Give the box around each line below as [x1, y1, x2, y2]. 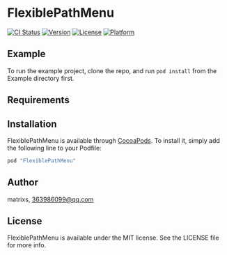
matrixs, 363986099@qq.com [7, 195, 94, 203]
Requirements [7, 94, 70, 106]
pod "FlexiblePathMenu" [7, 157, 77, 164]
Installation [7, 118, 57, 130]
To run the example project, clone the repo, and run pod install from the [7, 66, 217, 75]
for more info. [7, 241, 47, 249]
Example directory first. [7, 74, 75, 82]
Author [7, 176, 38, 189]
